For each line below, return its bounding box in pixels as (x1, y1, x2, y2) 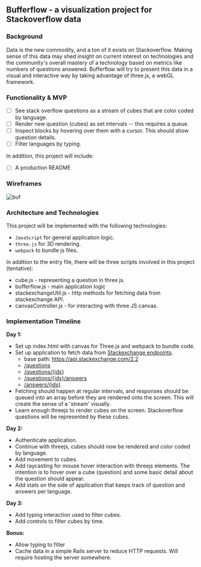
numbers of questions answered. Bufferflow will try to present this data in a (6, 65, 193, 72)
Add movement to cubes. (14, 456, 78, 463)
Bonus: (6, 530, 25, 537)
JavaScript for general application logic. (14, 234, 115, 241)
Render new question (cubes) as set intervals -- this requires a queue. (14, 120, 189, 127)
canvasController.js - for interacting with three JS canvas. (14, 302, 158, 309)
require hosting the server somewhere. (14, 554, 112, 561)
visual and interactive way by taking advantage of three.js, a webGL (6, 72, 175, 79)
